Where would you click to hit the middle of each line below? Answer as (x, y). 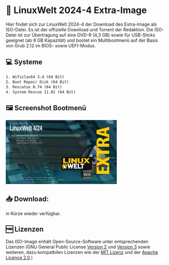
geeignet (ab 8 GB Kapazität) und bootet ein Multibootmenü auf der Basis (82, 40)
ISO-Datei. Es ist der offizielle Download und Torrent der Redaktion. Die (79, 29)
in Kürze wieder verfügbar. (33, 213)
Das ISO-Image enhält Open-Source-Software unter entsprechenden (77, 241)
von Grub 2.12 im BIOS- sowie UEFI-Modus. (51, 45)
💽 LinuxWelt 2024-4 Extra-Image (76, 10)
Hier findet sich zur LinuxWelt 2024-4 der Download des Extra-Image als (81, 24)
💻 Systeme (24, 62)
